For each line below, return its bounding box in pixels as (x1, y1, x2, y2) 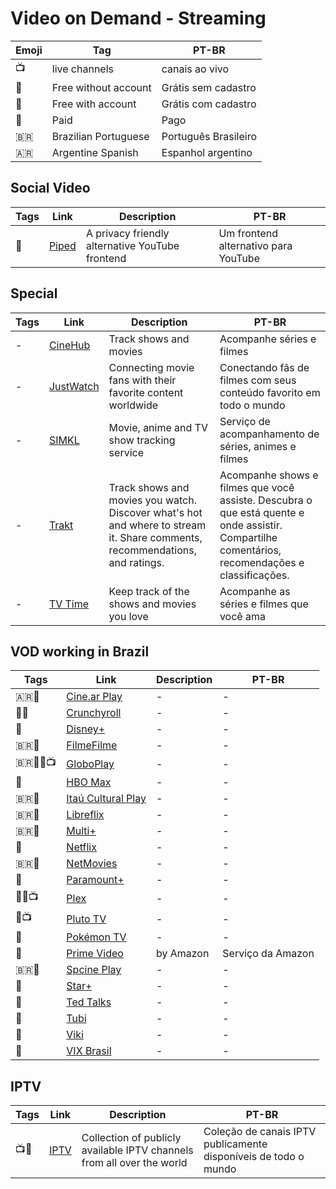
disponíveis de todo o (203, 1150, 305, 1164)
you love (108, 609, 149, 623)
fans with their (108, 373, 177, 387)
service (108, 445, 144, 459)
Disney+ (66, 722, 106, 736)
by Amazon (155, 947, 210, 961)
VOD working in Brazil (10, 643, 150, 660)
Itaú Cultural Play (66, 792, 147, 806)
